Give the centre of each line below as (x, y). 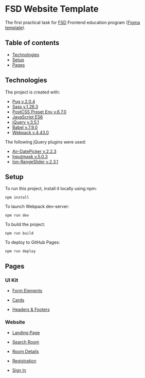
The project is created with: (33, 92)
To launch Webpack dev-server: (37, 207)
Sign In (19, 370)
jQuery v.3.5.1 (26, 122)
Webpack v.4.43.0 (30, 132)
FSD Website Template (52, 9)
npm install (17, 198)
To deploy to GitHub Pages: (33, 242)
